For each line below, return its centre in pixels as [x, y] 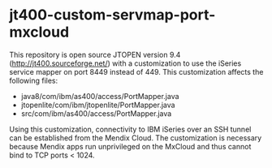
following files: [34, 80]
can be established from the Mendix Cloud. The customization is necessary [136, 138]
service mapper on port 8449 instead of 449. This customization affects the [136, 71]
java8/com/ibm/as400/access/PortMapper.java [100, 96]
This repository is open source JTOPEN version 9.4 [95, 54]
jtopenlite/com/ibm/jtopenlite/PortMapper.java [98, 105]
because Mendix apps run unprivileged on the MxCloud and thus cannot [130, 146]
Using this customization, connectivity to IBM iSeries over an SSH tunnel [130, 129]
